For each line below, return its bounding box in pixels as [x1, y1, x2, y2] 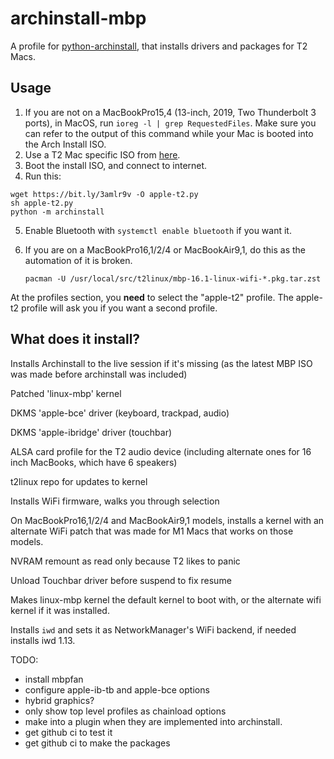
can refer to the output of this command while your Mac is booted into [24, 127, 314, 139]
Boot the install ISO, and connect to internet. [24, 159, 208, 171]
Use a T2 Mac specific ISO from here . [24, 148, 181, 161]
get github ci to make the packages [24, 737, 171, 749]
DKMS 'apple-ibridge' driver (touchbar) [10, 426, 173, 438]
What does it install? [10, 331, 141, 348]
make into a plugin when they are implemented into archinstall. [24, 715, 283, 727]
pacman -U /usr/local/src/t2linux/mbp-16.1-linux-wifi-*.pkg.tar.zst [24, 273, 322, 284]
